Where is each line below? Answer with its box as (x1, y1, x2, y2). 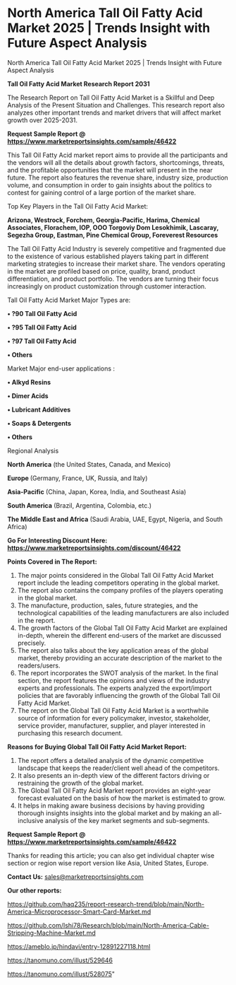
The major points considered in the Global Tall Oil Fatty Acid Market (17, 571, 214, 579)
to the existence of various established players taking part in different (7, 252, 209, 260)
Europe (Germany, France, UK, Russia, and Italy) (7, 474, 148, 482)
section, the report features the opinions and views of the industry (17, 676, 210, 684)
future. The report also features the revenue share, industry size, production (7, 173, 229, 182)
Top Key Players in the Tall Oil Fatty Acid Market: (7, 202, 149, 210)
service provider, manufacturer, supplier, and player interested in (17, 721, 206, 730)
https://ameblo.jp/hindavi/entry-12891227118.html (7, 942, 151, 950)
